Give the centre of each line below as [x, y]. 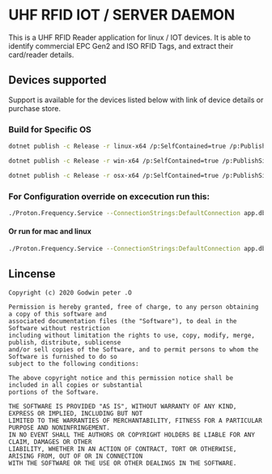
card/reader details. [41, 54]
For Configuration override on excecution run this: [109, 196]
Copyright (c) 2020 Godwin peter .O [70, 293]
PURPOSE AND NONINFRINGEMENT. [59, 428]
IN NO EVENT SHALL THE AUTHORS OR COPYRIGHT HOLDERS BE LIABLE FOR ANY [132, 435]
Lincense [32, 274]
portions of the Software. [54, 392]
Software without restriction [59, 328]
